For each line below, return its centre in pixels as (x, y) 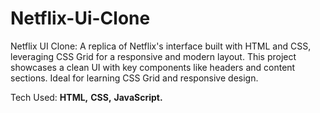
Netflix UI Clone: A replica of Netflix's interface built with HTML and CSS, (161, 46)
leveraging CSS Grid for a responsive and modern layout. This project (153, 56)
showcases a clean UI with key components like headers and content (153, 67)
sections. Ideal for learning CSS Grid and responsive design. (134, 78)
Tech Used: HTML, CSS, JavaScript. (86, 97)
